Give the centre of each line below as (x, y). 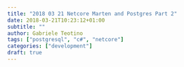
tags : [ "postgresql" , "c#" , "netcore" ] (66, 40)
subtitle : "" (26, 27)
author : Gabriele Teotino (45, 33)
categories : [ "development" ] (50, 46)
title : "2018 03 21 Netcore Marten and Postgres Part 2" (92, 14)
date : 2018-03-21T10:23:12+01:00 (56, 20)
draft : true (25, 53)
